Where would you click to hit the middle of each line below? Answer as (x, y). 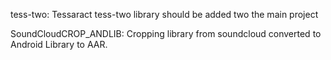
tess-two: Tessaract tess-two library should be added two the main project (164, 14)
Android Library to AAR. (59, 44)
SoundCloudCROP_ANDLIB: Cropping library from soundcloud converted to (166, 33)
